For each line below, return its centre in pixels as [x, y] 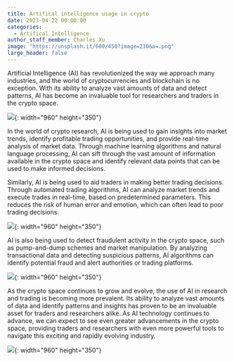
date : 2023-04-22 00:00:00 [47, 20]
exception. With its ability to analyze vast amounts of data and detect [107, 88]
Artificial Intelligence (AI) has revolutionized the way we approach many [111, 73]
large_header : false [38, 53]
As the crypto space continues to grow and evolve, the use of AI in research [117, 291]
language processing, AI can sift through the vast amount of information [111, 153]
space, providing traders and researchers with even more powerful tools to [116, 328]
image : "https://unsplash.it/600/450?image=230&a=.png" [91, 46]
